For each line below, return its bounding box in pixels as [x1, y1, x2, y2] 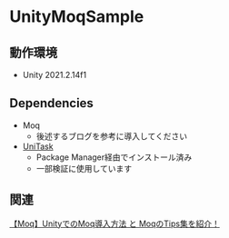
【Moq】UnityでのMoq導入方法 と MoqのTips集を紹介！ [9, 218, 220, 229]
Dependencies [9, 95, 94, 111]
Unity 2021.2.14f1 [22, 70, 87, 80]
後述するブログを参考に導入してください [35, 130, 188, 142]
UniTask [22, 141, 54, 152]
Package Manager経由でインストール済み [35, 152, 193, 163]
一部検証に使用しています [35, 163, 133, 174]
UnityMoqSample [9, 6, 144, 27]
